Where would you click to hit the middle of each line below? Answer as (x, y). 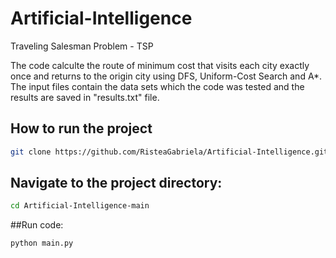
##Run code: (37, 225)
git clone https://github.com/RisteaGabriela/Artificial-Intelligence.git (169, 152)
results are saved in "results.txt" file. (85, 97)
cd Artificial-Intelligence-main (80, 206)
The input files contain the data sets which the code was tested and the (157, 86)
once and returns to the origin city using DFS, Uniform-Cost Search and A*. (166, 76)
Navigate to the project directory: (116, 183)
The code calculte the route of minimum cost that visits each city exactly (160, 65)
